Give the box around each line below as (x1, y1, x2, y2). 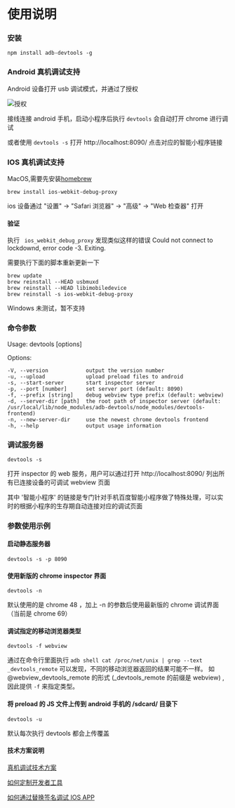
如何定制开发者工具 (7, 778, 63, 786)
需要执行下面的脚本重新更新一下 (7, 258, 100, 267)
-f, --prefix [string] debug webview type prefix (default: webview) (7, 391, 224, 399)
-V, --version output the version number (7, 366, 165, 374)
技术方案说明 (7, 746, 44, 755)
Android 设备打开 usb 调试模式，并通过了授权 (7, 84, 138, 93)
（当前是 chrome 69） (7, 609, 72, 618)
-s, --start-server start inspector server (7, 379, 156, 386)
